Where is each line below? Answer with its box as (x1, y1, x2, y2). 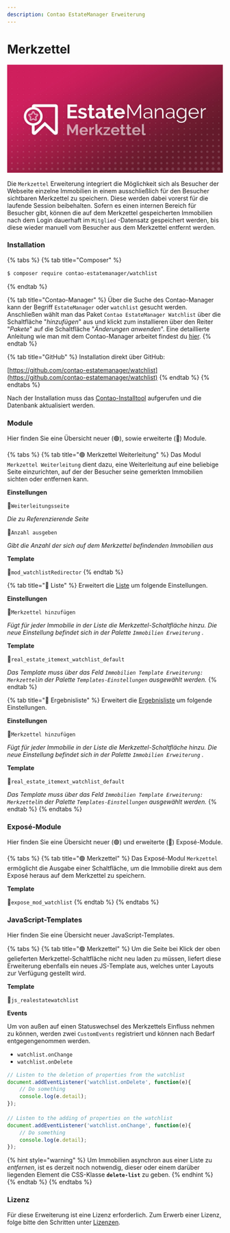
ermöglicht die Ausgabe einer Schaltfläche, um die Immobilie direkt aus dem (7, 864, 222, 872)
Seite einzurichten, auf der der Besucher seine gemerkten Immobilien (7, 468, 203, 476)
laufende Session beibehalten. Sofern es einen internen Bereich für (7, 201, 196, 209)
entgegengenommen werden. (7, 1036, 91, 1045)
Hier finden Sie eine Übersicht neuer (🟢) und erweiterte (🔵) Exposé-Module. (7, 838, 223, 846)
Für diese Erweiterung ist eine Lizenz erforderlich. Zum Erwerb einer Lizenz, (7, 1210, 222, 1219)
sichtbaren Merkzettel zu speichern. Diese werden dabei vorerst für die (7, 194, 209, 202)
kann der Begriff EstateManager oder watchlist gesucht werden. (7, 302, 188, 311)
